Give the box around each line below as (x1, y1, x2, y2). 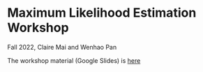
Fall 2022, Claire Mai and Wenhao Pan (7, 43, 117, 51)
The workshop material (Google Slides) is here (7, 56, 141, 64)
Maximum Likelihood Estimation (7, 5, 197, 21)
